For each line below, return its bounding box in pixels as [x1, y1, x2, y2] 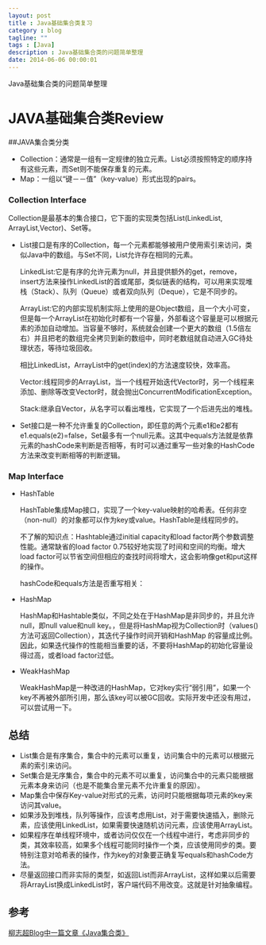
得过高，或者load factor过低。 [19, 650, 119, 660]
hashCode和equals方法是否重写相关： [19, 579, 145, 588]
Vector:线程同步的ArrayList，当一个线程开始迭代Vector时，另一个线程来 [19, 377, 255, 387]
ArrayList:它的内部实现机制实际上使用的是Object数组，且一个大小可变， [19, 303, 254, 314]
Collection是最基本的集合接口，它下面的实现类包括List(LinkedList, [8, 214, 223, 223]
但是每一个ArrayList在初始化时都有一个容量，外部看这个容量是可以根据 [19, 314, 252, 323]
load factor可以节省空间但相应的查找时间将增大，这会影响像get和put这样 [19, 552, 258, 561]
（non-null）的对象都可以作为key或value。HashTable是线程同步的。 [19, 515, 244, 525]
